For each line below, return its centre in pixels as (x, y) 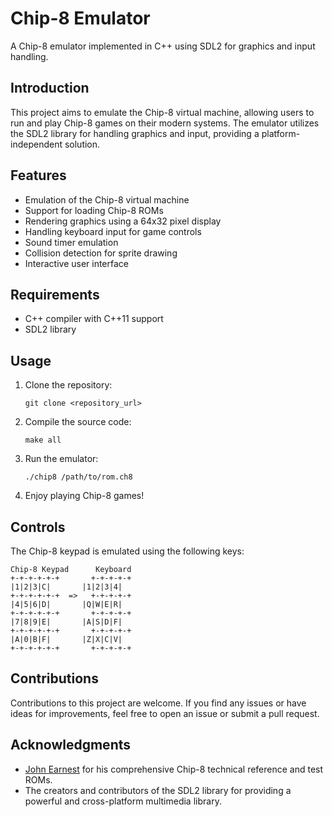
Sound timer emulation (71, 242)
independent (36, 144)
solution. (82, 144)
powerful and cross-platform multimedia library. (123, 801)
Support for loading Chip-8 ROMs (94, 210)
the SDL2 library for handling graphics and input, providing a (135, 133)
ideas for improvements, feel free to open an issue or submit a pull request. (165, 713)
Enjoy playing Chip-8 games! (84, 496)
